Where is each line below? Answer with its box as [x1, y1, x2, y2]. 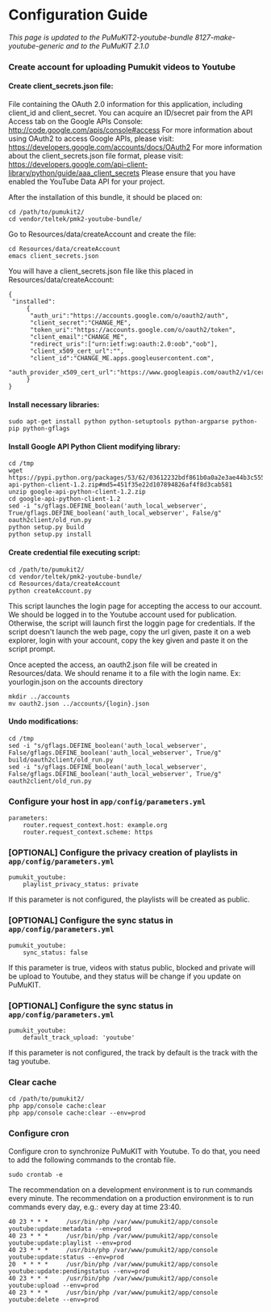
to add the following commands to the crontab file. [8, 1155, 176, 1165]
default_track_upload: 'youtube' [23, 1034, 135, 1042]
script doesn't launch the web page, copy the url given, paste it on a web [8, 626, 252, 636]
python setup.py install [8, 530, 92, 539]
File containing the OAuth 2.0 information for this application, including [8, 100, 244, 109]
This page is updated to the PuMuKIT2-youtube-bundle [8, 32, 194, 42]
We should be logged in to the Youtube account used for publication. [8, 609, 237, 619]
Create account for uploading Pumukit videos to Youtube [8, 61, 236, 72]
